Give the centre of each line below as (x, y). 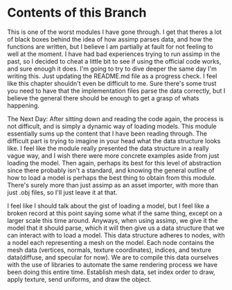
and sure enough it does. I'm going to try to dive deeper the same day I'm (112, 69)
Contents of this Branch (77, 13)
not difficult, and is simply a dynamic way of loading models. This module (112, 126)
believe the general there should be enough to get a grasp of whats (103, 98)
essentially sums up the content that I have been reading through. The (107, 134)
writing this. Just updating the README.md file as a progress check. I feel (112, 76)
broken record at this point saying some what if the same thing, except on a (115, 213)
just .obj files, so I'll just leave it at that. (62, 192)
